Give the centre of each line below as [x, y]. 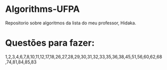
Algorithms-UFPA [42, 9]
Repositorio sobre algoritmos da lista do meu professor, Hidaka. [71, 23]
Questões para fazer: [50, 43]
